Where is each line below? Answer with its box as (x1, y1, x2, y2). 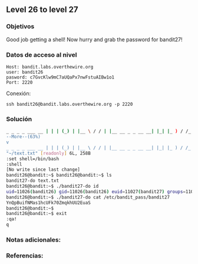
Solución (6, 115, 32, 123)
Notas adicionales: (6, 236, 61, 244)
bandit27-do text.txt (6, 178, 60, 184)
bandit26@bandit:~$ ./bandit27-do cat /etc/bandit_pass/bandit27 (6, 194, 170, 200)
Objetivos (6, 22, 35, 31)
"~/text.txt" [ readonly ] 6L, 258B (6, 150, 91, 156)
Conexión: (6, 90, 31, 97)
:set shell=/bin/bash (6, 156, 60, 162)
